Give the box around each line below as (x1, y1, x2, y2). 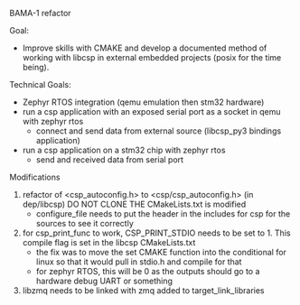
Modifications (9, 171, 61, 182)
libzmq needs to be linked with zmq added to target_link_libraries (22, 285, 265, 296)
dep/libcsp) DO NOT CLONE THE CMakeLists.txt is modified (22, 199, 247, 209)
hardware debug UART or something (35, 275, 173, 286)
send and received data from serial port (35, 154, 183, 165)
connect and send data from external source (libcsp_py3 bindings (35, 125, 282, 136)
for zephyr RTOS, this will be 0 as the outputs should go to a (35, 266, 260, 276)
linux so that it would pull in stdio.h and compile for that (35, 256, 242, 267)
